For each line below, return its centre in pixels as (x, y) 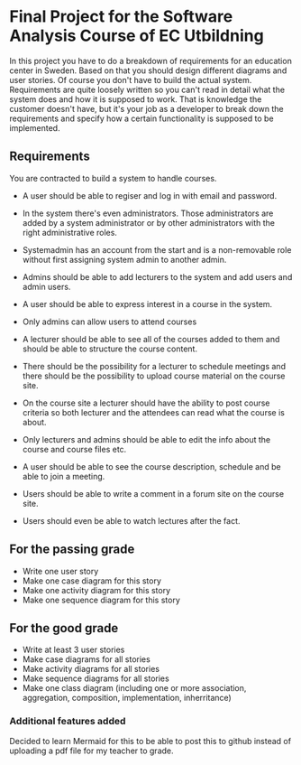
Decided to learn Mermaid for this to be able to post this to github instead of (150, 741)
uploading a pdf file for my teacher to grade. (91, 751)
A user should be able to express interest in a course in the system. (147, 303)
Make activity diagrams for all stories (91, 669)
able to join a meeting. (64, 476)
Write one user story (60, 571)
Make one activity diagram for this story (96, 590)
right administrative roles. (69, 232)
